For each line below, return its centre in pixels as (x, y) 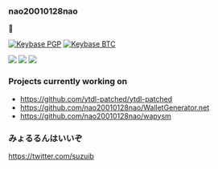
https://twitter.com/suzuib (51, 156)
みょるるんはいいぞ (45, 138)
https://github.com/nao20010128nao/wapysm (95, 116)
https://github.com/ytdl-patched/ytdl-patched (96, 99)
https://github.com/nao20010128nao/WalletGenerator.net (115, 107)
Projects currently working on (68, 82)
